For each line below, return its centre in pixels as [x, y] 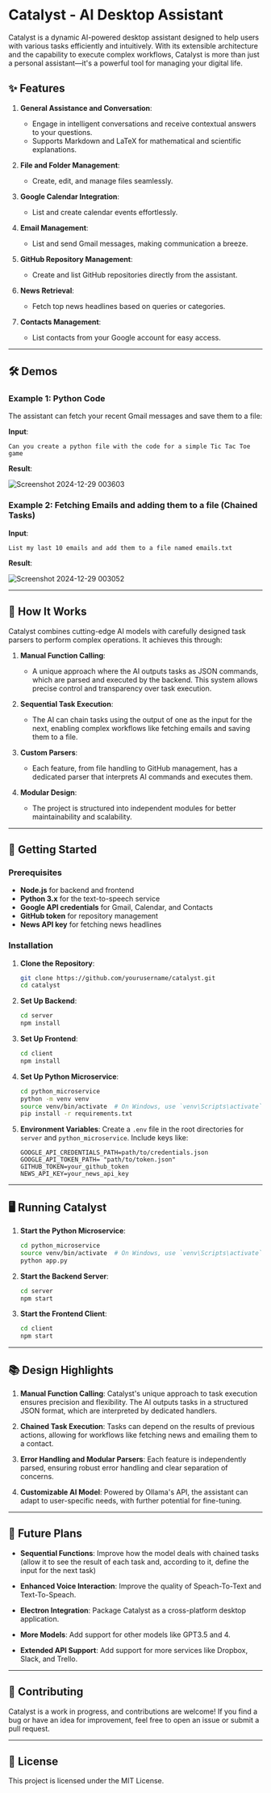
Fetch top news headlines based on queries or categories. [129, 306]
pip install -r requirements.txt [76, 1114]
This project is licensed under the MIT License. [86, 1781]
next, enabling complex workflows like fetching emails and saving [141, 728]
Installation [31, 945]
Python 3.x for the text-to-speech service [90, 899]
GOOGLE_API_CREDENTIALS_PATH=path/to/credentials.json [114, 1153]
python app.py [44, 1260]
